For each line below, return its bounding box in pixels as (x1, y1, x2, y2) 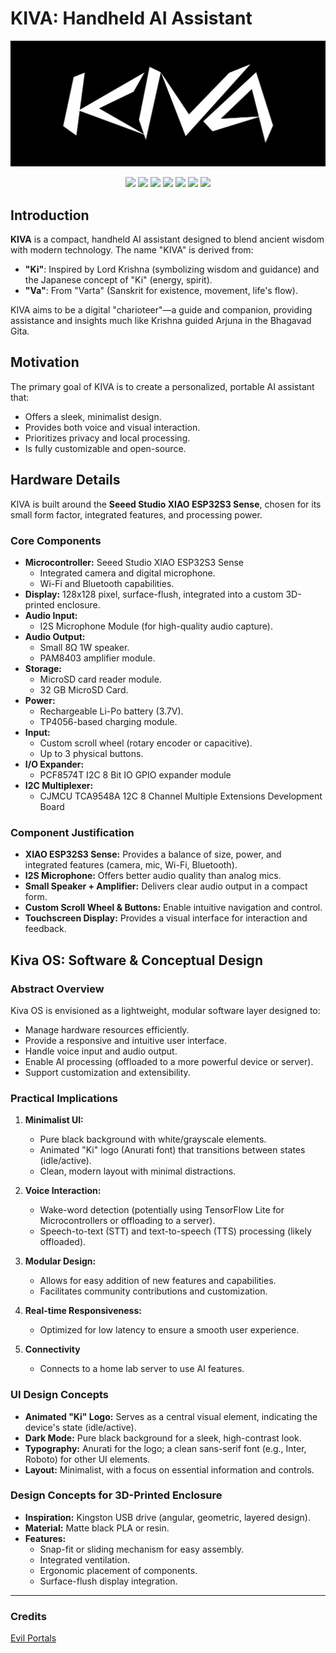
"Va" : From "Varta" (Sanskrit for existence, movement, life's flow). (24, 285, 298, 297)
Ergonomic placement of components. (39, 1564, 198, 1576)
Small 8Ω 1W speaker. (39, 641, 130, 653)
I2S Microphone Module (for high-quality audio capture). (39, 620, 273, 632)
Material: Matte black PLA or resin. (24, 1522, 170, 1534)
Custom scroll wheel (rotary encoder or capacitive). (39, 737, 253, 749)
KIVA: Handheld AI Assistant (10, 7, 253, 30)
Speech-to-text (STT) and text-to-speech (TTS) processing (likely (39, 1225, 312, 1237)
